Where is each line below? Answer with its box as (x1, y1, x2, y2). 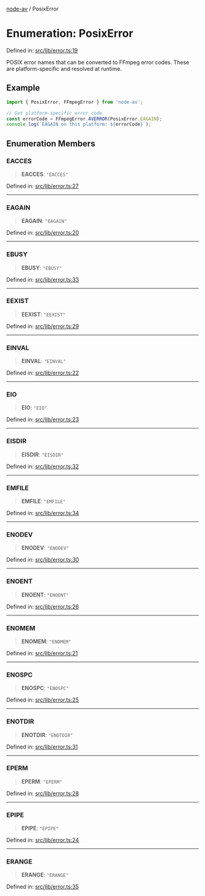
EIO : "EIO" (21, 404, 48, 411)
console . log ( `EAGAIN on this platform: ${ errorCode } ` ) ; (6, 122, 151, 128)
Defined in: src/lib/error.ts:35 (6, 883, 79, 890)
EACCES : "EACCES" (21, 171, 68, 178)
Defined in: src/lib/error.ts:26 (6, 603, 79, 610)
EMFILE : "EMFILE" (21, 498, 66, 505)
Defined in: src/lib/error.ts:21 (6, 649, 78, 656)
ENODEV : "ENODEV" (21, 544, 70, 552)
